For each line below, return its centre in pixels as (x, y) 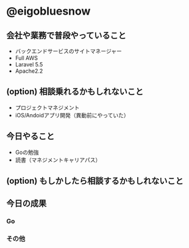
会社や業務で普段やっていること (66, 35)
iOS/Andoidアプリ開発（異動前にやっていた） (72, 115)
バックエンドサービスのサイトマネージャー (68, 51)
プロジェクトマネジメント (47, 108)
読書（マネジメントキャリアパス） (58, 159)
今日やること (30, 137)
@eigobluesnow (48, 11)
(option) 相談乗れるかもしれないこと (75, 92)
